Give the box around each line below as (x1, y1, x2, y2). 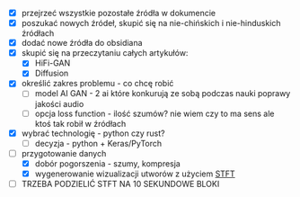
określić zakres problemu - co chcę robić (21, 78, 174, 89)
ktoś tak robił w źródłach (34, 118, 127, 129)
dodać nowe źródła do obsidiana (21, 38, 143, 49)
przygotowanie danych (21, 148, 107, 158)
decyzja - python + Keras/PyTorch (34, 138, 163, 148)
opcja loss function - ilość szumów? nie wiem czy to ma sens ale (34, 108, 275, 119)
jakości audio (34, 98, 84, 109)
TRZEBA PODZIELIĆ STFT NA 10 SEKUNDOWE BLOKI (21, 178, 220, 189)
